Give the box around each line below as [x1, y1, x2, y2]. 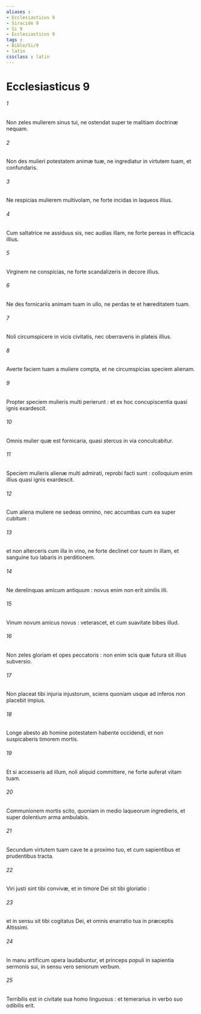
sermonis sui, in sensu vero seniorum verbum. [6, 963, 121, 970]
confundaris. [6, 164, 38, 171]
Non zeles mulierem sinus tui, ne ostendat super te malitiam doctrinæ [6, 119, 179, 126]
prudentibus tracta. [6, 852, 54, 860]
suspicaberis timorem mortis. [6, 736, 79, 743]
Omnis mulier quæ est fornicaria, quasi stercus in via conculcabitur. [6, 437, 173, 444]
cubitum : [6, 515, 30, 522]
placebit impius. [6, 697, 46, 704]
